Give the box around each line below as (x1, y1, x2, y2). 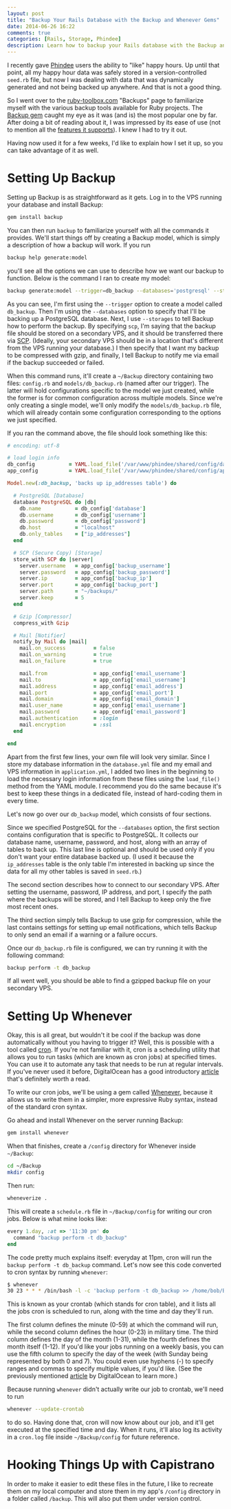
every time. (7, 796, 39, 804)
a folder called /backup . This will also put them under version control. (7, 1495, 202, 1503)
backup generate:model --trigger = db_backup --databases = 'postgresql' (7, 287, 211, 294)
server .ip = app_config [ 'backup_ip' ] (19, 575, 153, 582)
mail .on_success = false (19, 645, 115, 652)
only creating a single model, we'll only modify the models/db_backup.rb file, (7, 401, 222, 409)
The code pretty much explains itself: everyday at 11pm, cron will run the (7, 1253, 212, 1261)
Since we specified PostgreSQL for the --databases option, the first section (7, 823, 220, 831)
